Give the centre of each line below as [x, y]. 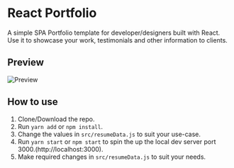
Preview [26, 63]
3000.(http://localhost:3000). [60, 149]
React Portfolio [52, 13]
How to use [33, 102]
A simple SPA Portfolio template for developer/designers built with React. [114, 33]
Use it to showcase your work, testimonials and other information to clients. [118, 40]
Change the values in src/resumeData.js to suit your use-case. [109, 134]
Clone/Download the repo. [56, 119]
